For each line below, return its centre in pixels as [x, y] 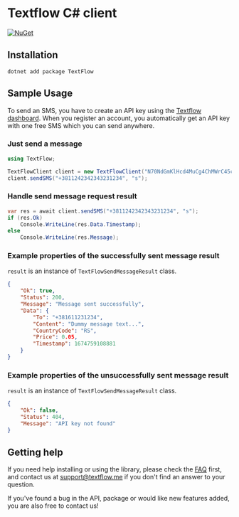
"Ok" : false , [39, 410]
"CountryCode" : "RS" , [65, 331]
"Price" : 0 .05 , [55, 337]
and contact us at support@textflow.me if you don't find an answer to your [116, 477]
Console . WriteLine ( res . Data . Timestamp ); [81, 224]
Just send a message [45, 144]
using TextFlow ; [31, 159]
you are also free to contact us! [53, 506]
